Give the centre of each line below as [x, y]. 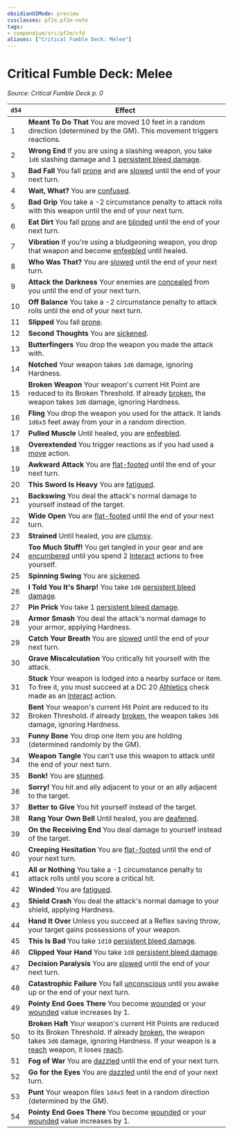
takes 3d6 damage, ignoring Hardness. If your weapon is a [122, 1041]
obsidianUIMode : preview [43, 14]
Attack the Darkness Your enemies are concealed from [119, 282]
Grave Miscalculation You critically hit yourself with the [119, 659]
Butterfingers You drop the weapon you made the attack [121, 345]
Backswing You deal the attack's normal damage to [112, 496]
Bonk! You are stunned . [67, 776]
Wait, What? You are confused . [79, 191]
